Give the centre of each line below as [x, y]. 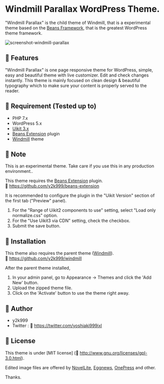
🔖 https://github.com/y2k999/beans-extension [52, 186]
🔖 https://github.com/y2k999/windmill [43, 258]
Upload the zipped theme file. [42, 288]
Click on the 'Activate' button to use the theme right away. [71, 293]
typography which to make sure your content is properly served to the [76, 85]
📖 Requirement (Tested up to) [51, 106]
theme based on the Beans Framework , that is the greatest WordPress [76, 27]
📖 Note [15, 154]
